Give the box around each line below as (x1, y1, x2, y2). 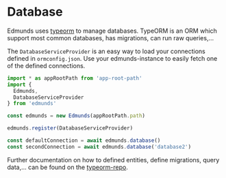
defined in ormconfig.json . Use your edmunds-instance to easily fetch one (7, 54, 218, 62)
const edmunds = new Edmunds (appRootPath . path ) (7, 113, 146, 119)
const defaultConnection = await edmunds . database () (7, 137, 161, 144)
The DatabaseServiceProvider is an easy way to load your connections (7, 47, 205, 55)
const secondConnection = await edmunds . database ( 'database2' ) (7, 143, 192, 150)
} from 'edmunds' (7, 100, 57, 107)
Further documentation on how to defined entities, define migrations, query (7, 155, 220, 164)
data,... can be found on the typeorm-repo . (7, 163, 128, 171)
